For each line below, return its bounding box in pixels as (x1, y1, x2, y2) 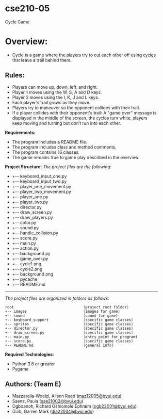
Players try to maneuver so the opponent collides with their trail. (12, 105, 140, 111)
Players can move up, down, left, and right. (12, 84, 98, 90)
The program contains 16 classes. (12, 149, 80, 155)
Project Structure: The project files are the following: (5, 163, 112, 170)
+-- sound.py (12, 225, 39, 230)
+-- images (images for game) (5, 309, 120, 314)
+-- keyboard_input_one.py (12, 173, 67, 179)
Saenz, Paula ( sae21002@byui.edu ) (12, 398, 83, 404)
